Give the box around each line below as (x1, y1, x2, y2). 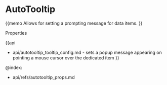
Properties (5, 30, 27, 36)
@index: (5, 64, 23, 70)
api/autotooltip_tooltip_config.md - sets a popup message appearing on (12, 49, 162, 55)
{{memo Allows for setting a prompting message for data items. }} (5, 20, 143, 26)
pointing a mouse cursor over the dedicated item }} (12, 54, 119, 61)
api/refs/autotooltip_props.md (12, 74, 75, 80)
